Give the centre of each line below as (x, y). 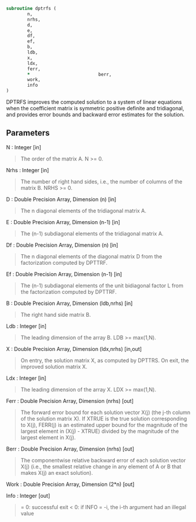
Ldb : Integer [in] (26, 326)
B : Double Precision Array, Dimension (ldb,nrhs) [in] (69, 303)
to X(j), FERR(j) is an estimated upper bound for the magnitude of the (104, 425)
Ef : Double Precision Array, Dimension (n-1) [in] (64, 274)
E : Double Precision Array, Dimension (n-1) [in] (63, 222)
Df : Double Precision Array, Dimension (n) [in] (62, 245)
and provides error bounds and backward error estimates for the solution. (95, 114)
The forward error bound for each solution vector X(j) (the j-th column (105, 412)
